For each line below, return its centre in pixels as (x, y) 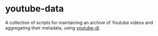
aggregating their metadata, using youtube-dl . (53, 27)
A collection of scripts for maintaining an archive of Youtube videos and (79, 22)
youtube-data (35, 9)
